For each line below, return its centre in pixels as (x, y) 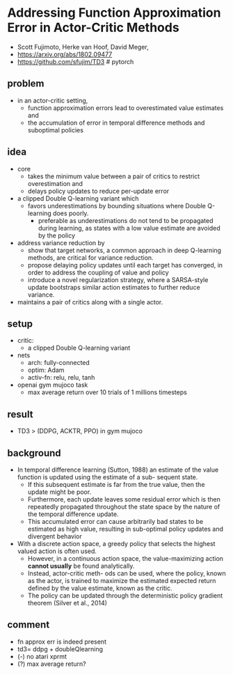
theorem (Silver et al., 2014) (67, 603)
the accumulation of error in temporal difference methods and (116, 123)
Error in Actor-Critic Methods (93, 28)
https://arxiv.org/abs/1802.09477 (65, 54)
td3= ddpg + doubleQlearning (60, 649)
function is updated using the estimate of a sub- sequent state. (107, 477)
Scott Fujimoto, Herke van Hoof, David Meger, (83, 47)
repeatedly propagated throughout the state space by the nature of (124, 507)
